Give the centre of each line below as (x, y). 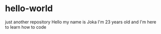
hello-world (29, 8)
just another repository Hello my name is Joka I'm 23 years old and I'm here (81, 22)
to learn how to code (26, 27)
